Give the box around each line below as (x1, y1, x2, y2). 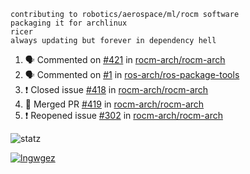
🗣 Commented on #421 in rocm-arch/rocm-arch (24, 54, 226, 65)
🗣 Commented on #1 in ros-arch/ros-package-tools (24, 69, 240, 80)
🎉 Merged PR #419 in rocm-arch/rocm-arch (24, 98, 205, 110)
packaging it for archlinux (10, 18, 128, 28)
